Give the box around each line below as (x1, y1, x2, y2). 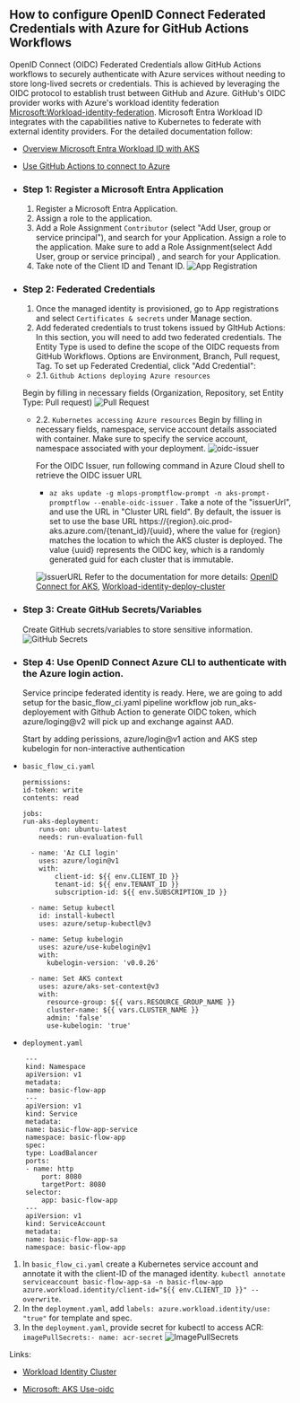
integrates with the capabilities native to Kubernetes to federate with (9, 116, 261, 127)
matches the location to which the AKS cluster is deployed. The (48, 535, 284, 546)
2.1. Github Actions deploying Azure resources (35, 370, 210, 381)
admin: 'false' (46, 1013, 103, 1022)
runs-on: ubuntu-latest (39, 825, 127, 834)
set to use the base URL (48, 516, 138, 527)
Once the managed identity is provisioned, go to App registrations (35, 303, 279, 314)
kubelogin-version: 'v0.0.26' (46, 959, 159, 968)
